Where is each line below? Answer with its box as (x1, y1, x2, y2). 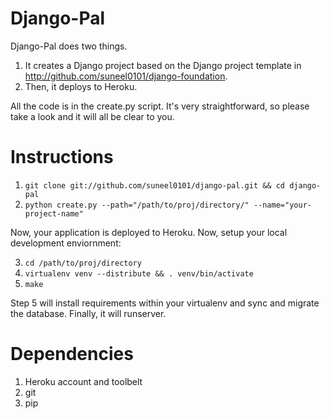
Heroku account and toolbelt (24, 375, 143, 387)
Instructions (10, 146, 114, 169)
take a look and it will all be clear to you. (10, 110, 175, 122)
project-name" (24, 208, 84, 219)
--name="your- (253, 200, 312, 210)
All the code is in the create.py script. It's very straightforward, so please (10, 100, 310, 112)
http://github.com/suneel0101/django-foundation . (24, 70, 228, 82)
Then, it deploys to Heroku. (24, 80, 138, 92)
